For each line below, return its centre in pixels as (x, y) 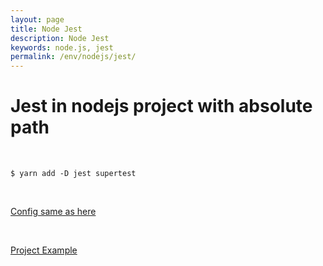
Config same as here (53, 212)
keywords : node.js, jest (62, 47)
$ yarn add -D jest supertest (73, 174)
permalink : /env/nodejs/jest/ (73, 57)
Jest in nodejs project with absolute (161, 106)
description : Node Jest (60, 38)
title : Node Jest (46, 29)
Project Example (44, 250)
